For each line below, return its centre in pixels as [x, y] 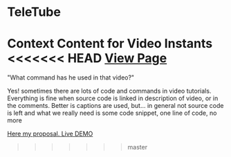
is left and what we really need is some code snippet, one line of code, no [112, 113]
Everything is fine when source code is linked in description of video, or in [113, 98]
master [137, 147]
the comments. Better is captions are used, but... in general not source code [115, 106]
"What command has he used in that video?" [71, 77]
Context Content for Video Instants [110, 44]
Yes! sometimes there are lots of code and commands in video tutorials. [109, 91]
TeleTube [34, 12]
